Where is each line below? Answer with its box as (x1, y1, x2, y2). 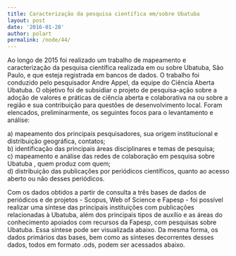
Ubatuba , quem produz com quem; (7, 159, 111, 168)
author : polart (7, 30, 52, 37)
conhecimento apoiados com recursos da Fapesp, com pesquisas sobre (7, 218, 217, 226)
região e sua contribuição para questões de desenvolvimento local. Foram (7, 101, 223, 109)
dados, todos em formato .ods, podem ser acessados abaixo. (7, 240, 185, 249)
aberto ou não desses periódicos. (7, 174, 105, 183)
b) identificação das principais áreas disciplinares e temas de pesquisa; (7, 145, 215, 153)
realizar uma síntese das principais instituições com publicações (7, 203, 195, 212)
